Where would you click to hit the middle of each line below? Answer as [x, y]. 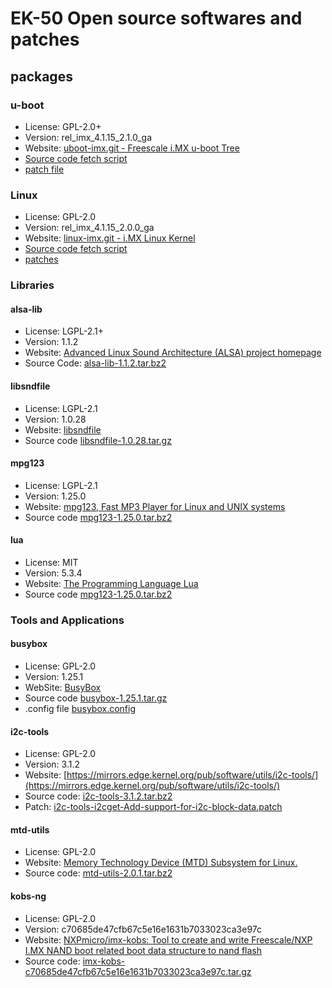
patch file [44, 169]
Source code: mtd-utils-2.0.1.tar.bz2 [98, 873]
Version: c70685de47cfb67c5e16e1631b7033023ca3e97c [143, 929]
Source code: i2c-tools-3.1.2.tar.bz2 [98, 796]
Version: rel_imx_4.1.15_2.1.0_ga [88, 137]
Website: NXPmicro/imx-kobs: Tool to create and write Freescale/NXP [168, 939]
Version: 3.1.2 [52, 764]
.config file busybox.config [80, 709]
